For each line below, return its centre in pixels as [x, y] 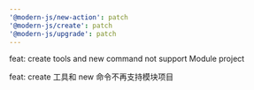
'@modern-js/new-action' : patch [69, 17]
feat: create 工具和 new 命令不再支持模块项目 [92, 77]
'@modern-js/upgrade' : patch [63, 34]
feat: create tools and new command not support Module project [127, 59]
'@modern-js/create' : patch [61, 26]
